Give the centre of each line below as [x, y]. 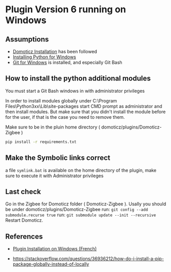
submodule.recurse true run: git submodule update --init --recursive [81, 215]
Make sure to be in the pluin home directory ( [53, 127]
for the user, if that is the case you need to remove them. [65, 117]
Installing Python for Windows [44, 57]
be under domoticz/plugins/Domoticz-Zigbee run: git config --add [77, 210]
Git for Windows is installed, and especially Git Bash [68, 62]
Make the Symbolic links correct [58, 158]
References [24, 236]
